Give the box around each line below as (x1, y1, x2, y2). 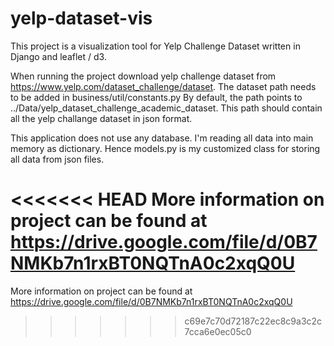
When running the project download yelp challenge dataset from (10, 70, 277, 82)
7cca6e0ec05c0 (184, 325, 252, 337)
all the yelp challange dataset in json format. (10, 112, 193, 124)
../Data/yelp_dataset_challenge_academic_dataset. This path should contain (10, 102, 323, 114)
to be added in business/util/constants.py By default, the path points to (10, 91, 303, 103)
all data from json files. (10, 153, 105, 165)
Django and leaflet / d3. (10, 50, 107, 62)
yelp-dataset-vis (10, 7, 153, 30)
